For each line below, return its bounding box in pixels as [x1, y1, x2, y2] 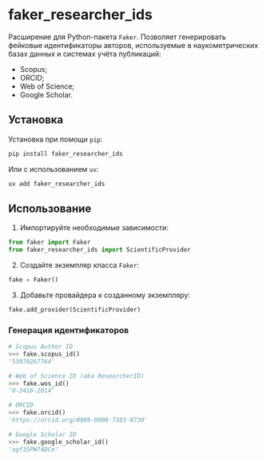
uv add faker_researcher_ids [8, 180, 105, 188]
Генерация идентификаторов [8, 324, 129, 336]
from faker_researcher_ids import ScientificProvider [8, 246, 192, 254]
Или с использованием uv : [8, 164, 99, 173]
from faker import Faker [8, 238, 91, 247]
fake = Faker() [8, 276, 59, 284]
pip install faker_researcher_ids [8, 149, 124, 157]
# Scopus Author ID [8, 343, 73, 351]
